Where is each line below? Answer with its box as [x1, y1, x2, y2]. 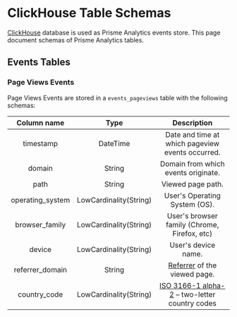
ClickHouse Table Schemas [7, 5, 171, 21]
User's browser [166, 210, 219, 220]
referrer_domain [13, 265, 67, 275]
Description [172, 118, 213, 128]
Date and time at [165, 129, 220, 139]
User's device [169, 240, 216, 250]
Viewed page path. [161, 179, 224, 189]
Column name [16, 118, 65, 128]
